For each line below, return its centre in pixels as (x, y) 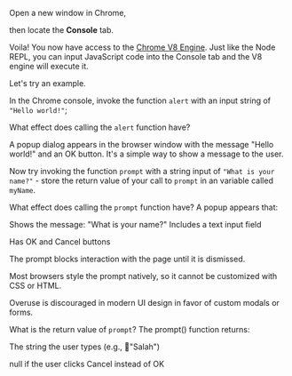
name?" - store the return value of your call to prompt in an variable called (141, 180)
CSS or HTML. (36, 285)
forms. (21, 312)
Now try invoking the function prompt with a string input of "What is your (142, 171)
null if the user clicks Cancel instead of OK (87, 364)
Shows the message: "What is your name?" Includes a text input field (135, 224)
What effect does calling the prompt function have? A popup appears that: (144, 207)
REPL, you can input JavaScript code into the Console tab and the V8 (136, 56)
